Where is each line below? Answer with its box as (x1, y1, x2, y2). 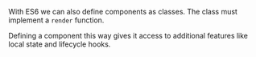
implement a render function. (8, 15, 105, 25)
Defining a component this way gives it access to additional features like (8, 31, 248, 40)
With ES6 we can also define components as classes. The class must (8, 7, 237, 16)
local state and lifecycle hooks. (8, 39, 111, 49)
